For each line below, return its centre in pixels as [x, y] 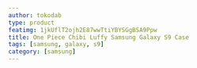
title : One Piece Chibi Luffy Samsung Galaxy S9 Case [99, 37]
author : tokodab [35, 15]
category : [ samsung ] [42, 52]
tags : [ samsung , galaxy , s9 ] [56, 45]
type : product [32, 23]
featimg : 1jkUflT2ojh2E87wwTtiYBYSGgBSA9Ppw [83, 30]
